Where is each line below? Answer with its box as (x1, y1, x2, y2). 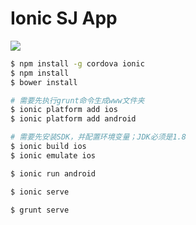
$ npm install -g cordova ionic (10, 58, 145, 69)
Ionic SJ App (10, 7, 118, 30)
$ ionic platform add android (10, 114, 137, 124)
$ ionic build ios (10, 142, 87, 152)
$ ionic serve (10, 187, 70, 197)
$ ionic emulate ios (10, 150, 97, 161)
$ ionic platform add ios (10, 105, 118, 115)
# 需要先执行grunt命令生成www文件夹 (10, 95, 145, 106)
